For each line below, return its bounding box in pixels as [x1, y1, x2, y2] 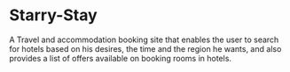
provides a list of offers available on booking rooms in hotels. [9, 53, 232, 63]
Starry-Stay [9, 5, 98, 25]
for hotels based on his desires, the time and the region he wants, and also [9, 43, 282, 54]
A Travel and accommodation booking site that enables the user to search [9, 34, 279, 45]
